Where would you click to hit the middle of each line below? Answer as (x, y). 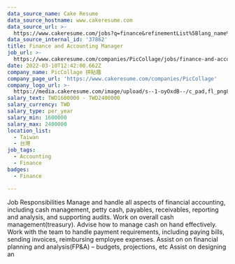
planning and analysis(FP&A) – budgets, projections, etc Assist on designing (117, 247)
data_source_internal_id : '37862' (58, 40)
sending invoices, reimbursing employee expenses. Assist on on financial (113, 239)
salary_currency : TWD (39, 105)
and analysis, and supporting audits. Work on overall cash (91, 217)
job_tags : (22, 150)
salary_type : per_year (40, 111)
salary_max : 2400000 (37, 124)
